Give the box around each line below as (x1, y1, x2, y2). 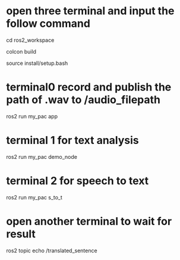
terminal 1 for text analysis (6, 134, 140, 147)
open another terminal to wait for (6, 214, 172, 228)
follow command (6, 17, 91, 30)
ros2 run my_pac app (6, 112, 58, 120)
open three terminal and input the (6, 4, 175, 18)
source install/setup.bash (6, 59, 68, 67)
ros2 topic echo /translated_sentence (6, 247, 97, 254)
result (6, 227, 36, 240)
